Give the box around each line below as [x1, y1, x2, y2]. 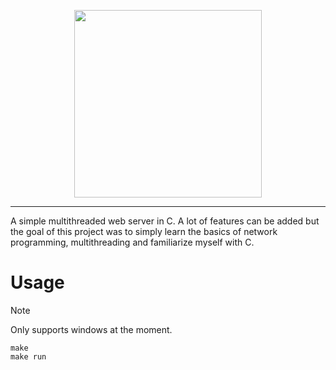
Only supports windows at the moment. [10, 323, 173, 335]
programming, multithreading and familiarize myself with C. [10, 236, 255, 248]
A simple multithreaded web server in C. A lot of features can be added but [10, 215, 320, 227]
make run [10, 351, 47, 362]
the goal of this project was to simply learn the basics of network [10, 226, 278, 237]
